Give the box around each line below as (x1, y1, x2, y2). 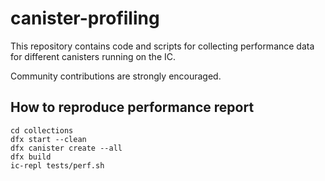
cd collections (10, 125, 74, 136)
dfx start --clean (10, 134, 87, 144)
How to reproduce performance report (10, 99, 255, 116)
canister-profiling (10, 7, 160, 30)
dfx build (10, 152, 52, 162)
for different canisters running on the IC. (10, 50, 177, 62)
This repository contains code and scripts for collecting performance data (10, 40, 315, 52)
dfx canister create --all (10, 143, 123, 153)
